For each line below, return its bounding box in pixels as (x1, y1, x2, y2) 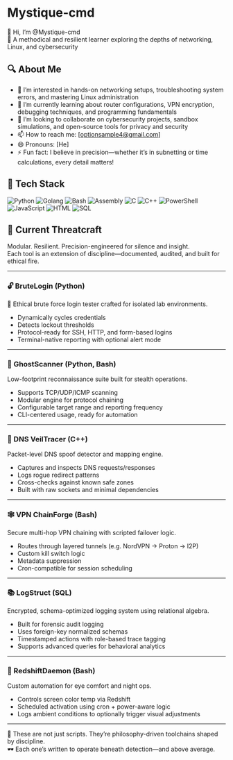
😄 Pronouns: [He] (17, 140, 69, 149)
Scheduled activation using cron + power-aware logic (17, 702, 171, 711)
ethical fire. (7, 257, 40, 265)
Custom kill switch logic (17, 549, 85, 557)
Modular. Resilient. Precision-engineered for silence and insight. (7, 242, 190, 251)
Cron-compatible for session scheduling (17, 564, 133, 572)
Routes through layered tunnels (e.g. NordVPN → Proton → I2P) (17, 541, 199, 550)
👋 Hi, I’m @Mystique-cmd (7, 28, 80, 36)
